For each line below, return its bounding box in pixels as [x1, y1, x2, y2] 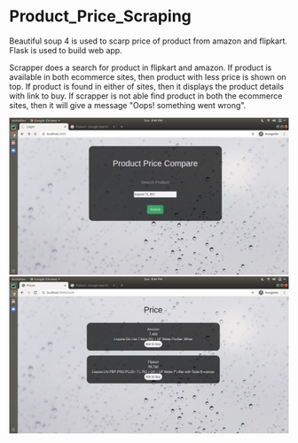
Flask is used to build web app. [9, 44, 122, 55]
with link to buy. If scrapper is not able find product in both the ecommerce [9, 91, 283, 101]
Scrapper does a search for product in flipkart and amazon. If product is [9, 62, 272, 73]
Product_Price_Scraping [9, 6, 192, 27]
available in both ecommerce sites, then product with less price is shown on [9, 71, 286, 82]
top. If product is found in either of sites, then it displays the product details [9, 81, 285, 91]
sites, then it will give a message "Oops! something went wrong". [9, 99, 247, 110]
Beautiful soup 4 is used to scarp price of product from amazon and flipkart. [9, 36, 288, 46]
